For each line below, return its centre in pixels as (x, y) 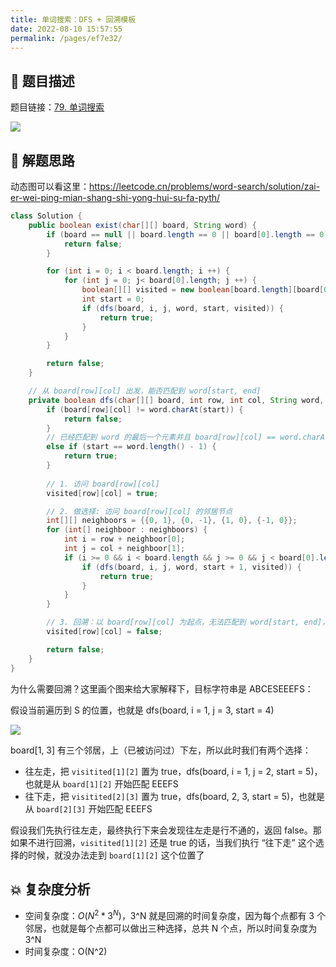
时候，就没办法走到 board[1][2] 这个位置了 (116, 855)
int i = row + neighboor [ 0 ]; (124, 539)
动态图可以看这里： (50, 186)
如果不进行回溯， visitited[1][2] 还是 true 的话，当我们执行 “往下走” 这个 (163, 842)
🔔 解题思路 (42, 160)
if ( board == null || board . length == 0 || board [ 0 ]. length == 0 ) (187, 234)
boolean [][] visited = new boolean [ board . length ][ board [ (203, 290)
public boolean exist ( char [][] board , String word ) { (142, 225)
